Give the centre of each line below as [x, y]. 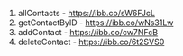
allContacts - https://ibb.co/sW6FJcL [87, 13]
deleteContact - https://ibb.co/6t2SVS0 [91, 42]
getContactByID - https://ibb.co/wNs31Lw [96, 23]
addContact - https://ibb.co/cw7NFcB [88, 32]
